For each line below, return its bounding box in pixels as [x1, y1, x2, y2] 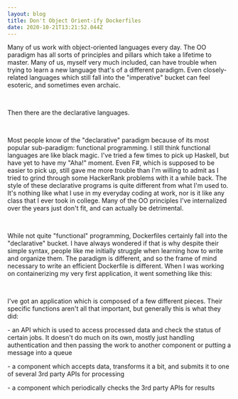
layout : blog [7, 10, 46, 18]
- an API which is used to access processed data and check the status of [7, 326, 222, 334]
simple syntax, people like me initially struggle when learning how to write [7, 247, 224, 255]
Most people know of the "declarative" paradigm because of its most [7, 136, 210, 144]
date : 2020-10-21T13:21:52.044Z [7, 23, 103, 31]
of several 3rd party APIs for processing [7, 370, 125, 378]
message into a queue [7, 349, 72, 357]
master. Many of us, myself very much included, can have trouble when [7, 58, 217, 67]
